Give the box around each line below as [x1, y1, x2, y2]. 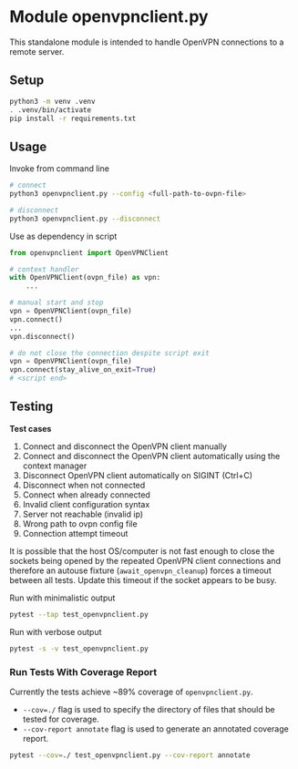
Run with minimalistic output [9, 592, 116, 603]
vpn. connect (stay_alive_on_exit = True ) [9, 365, 157, 374]
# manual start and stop [9, 298, 104, 307]
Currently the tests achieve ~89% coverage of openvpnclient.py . [9, 686, 253, 697]
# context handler [9, 264, 79, 274]
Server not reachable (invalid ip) [22, 508, 144, 519]
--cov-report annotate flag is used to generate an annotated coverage [22, 723, 289, 734]
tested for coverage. [22, 713, 100, 724]
